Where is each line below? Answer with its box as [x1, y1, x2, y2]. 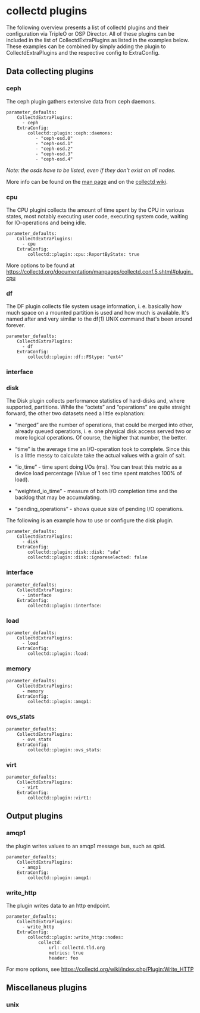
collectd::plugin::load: [27, 651, 89, 657]
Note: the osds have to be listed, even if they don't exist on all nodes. [6, 167, 176, 174]
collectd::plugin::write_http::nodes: [27, 934, 124, 940]
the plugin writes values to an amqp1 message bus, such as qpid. [6, 842, 165, 849]
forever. [6, 322, 26, 329]
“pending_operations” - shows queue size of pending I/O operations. [14, 506, 184, 513]
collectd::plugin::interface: [27, 603, 102, 609]
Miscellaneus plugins [6, 983, 87, 993]
